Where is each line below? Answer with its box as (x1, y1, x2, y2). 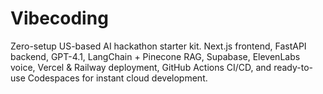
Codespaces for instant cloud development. (27, 72, 208, 84)
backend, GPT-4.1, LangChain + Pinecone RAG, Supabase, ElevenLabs (10, 50, 301, 62)
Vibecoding (10, 7, 109, 30)
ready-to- (273, 61, 313, 73)
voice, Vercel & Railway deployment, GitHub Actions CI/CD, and (10, 61, 272, 73)
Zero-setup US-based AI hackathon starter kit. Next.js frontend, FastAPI (10, 40, 307, 52)
